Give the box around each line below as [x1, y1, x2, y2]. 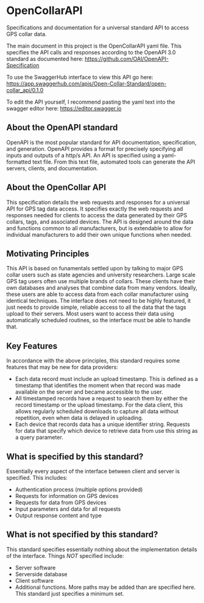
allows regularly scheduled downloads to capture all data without [15, 408, 179, 415]
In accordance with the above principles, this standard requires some [6, 357, 180, 364]
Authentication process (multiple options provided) [15, 486, 143, 493]
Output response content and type [15, 512, 102, 519]
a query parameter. [15, 434, 64, 441]
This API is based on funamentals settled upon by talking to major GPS [6, 265, 184, 272]
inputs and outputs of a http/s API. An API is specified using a [6, 151, 161, 159]
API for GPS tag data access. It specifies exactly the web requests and [6, 205, 183, 212]
